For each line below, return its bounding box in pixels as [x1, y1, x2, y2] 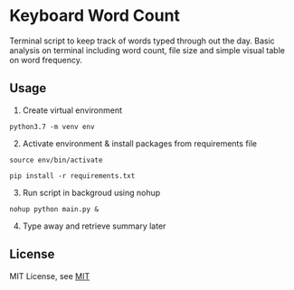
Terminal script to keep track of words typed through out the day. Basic [9, 35, 276, 46]
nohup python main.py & [9, 204, 100, 213]
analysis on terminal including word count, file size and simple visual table [9, 44, 285, 55]
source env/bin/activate [9, 155, 103, 164]
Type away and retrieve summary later [22, 220, 166, 231]
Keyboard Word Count [9, 5, 181, 26]
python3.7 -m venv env [9, 122, 95, 131]
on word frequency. [9, 54, 83, 65]
